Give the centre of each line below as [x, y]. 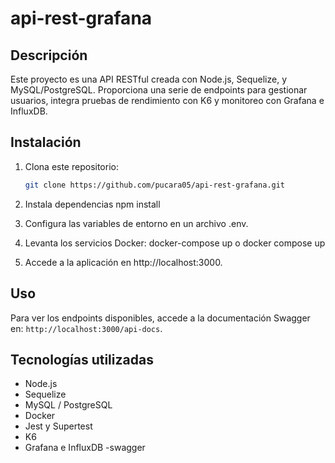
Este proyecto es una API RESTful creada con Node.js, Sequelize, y [149, 79]
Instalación [46, 142]
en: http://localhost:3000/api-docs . [86, 328]
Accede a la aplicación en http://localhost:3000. [123, 262]
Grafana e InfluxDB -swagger [85, 448]
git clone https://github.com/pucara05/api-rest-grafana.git [155, 185]
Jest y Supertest [58, 426]
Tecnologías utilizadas [82, 359]
